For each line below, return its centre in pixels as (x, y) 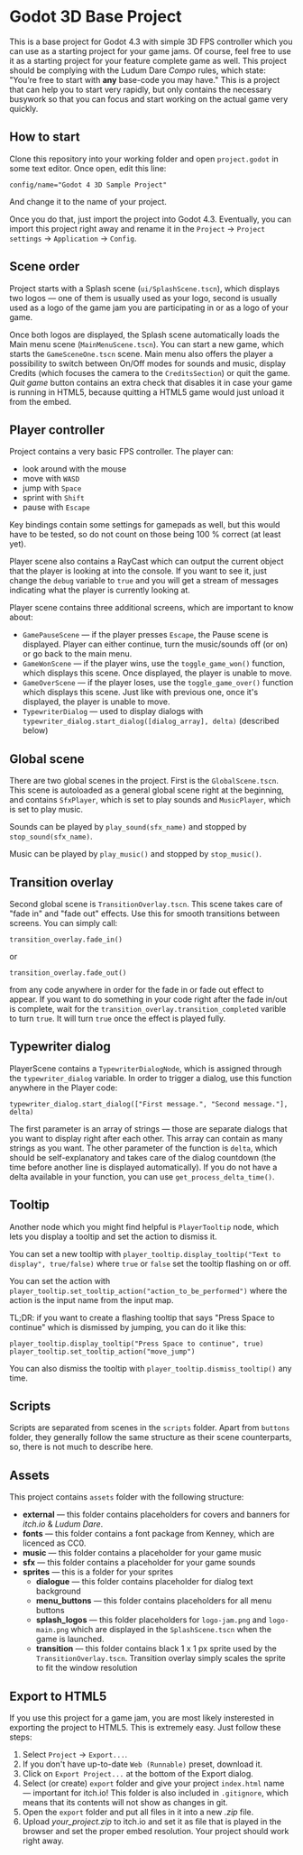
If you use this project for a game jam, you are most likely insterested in (142, 1718)
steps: (21, 1737)
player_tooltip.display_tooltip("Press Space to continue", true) (137, 1344)
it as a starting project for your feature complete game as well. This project (148, 60)
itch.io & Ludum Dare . (63, 1524)
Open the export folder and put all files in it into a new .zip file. (138, 1812)
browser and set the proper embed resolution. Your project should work (156, 1832)
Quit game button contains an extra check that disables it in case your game (151, 382)
